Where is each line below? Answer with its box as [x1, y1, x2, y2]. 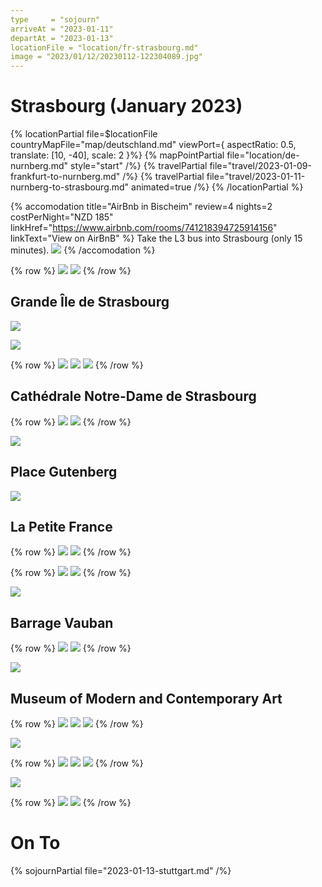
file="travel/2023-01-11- [206, 171, 306, 183]
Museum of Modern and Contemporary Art [10, 690, 283, 707]
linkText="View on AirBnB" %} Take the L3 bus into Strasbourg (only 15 [10, 232, 303, 245]
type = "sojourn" [10, 14, 101, 25]
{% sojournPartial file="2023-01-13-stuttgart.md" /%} [10, 864, 232, 876]
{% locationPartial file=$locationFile [10, 128, 158, 140]
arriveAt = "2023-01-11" [10, 24, 114, 34]
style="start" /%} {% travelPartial [69, 160, 208, 172]
